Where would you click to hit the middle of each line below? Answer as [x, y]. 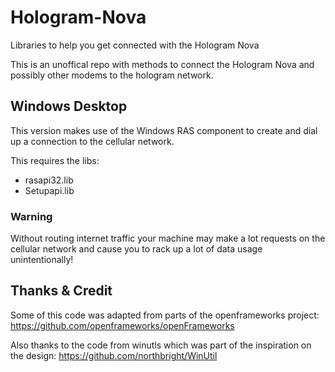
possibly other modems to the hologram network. [112, 75]
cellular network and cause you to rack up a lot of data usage [136, 249]
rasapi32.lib [49, 180]
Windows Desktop [69, 106]
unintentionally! [42, 260]
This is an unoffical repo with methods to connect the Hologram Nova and [162, 64]
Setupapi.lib [49, 190]
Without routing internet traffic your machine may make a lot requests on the [168, 238]
